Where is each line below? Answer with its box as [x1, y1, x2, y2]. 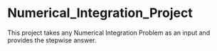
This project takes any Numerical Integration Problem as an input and [7, 28, 211, 37]
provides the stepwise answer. [7, 35, 97, 44]
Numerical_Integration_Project [7, 5, 194, 21]
